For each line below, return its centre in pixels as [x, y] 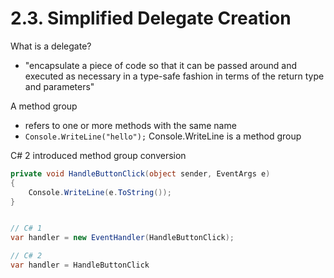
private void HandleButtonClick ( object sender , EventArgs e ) [140, 173]
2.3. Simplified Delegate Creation [151, 18]
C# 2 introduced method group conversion [98, 155]
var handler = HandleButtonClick [80, 265]
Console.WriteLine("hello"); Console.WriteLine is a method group [163, 136]
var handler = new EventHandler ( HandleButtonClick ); [122, 238]
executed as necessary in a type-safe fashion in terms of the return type [174, 76]
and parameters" [59, 86]
